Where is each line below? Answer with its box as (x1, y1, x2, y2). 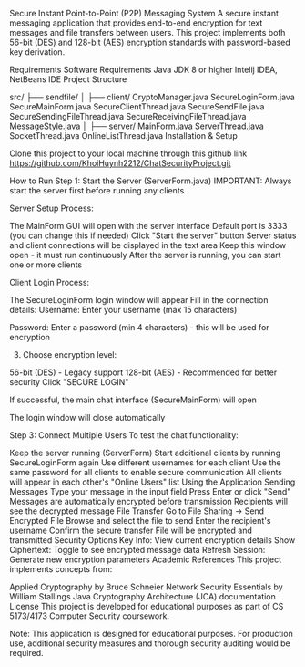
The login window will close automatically (9, 412, 166, 422)
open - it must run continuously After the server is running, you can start (9, 250, 281, 260)
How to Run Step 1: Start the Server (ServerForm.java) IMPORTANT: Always (9, 175, 292, 186)
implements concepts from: (9, 564, 113, 574)
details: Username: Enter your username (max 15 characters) (9, 305, 238, 315)
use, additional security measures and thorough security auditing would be (9, 638, 291, 649)
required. (9, 648, 44, 658)
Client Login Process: (9, 277, 89, 287)
